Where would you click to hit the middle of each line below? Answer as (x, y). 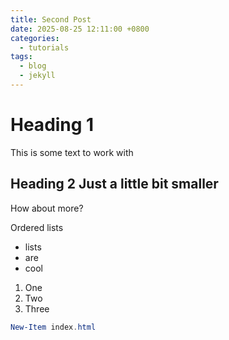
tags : (21, 57)
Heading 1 (52, 125)
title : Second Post (51, 19)
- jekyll (37, 76)
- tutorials (44, 47)
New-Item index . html (53, 327)
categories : (35, 38)
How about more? (47, 208)
